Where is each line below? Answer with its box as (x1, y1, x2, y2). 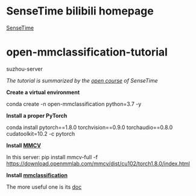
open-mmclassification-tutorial (6, 45, 168, 59)
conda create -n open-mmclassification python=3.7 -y (6, 100, 142, 107)
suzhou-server (6, 65, 43, 72)
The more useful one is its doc (6, 183, 82, 191)
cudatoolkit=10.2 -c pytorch (6, 130, 75, 137)
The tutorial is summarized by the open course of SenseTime (6, 77, 158, 84)
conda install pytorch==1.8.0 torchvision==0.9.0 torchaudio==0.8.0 (6, 124, 173, 131)
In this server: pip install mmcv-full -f (6, 153, 98, 160)
